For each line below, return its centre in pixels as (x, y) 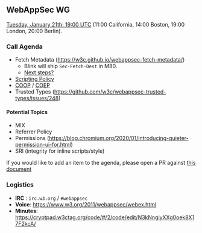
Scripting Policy (34, 79)
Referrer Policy (33, 132)
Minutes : (26, 211)
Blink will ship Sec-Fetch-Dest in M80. (71, 66)
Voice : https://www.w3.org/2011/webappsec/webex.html (86, 204)
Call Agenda (25, 46)
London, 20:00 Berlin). (34, 31)
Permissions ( (32, 138)
